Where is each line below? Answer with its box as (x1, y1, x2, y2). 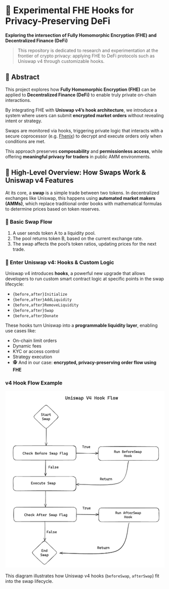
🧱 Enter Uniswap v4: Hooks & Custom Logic (5, 259, 114, 266)
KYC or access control (12, 349, 60, 355)
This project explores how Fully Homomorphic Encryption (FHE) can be (5, 86, 156, 92)
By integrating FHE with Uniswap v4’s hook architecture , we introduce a (5, 107, 157, 113)
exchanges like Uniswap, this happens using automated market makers (5, 195, 156, 201)
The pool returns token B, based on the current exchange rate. (12, 235, 143, 241)
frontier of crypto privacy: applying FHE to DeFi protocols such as (17, 53, 155, 59)
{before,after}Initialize (12, 292, 67, 297)
